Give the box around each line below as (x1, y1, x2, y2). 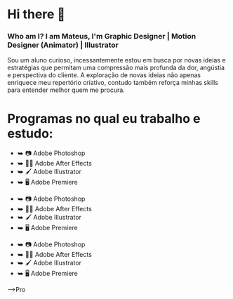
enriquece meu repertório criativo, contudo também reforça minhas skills (7, 79, 219, 87)
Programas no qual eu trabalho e (7, 110, 201, 126)
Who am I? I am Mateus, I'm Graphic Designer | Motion (7, 32, 197, 41)
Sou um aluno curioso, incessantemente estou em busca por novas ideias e (7, 56, 226, 65)
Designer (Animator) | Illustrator (7, 40, 119, 50)
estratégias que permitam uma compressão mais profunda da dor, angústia (7, 63, 225, 72)
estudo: (7, 126, 54, 141)
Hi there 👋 (7, 6, 65, 22)
